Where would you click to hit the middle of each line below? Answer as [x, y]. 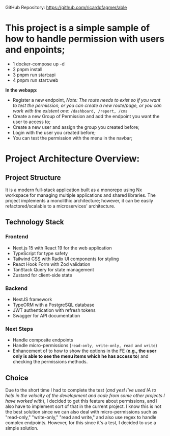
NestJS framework [32, 299]
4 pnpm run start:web [35, 80]
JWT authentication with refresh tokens [54, 310]
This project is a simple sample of [78, 28]
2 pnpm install [27, 69]
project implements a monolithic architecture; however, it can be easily [79, 200]
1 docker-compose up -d [38, 64]
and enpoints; [35, 50]
